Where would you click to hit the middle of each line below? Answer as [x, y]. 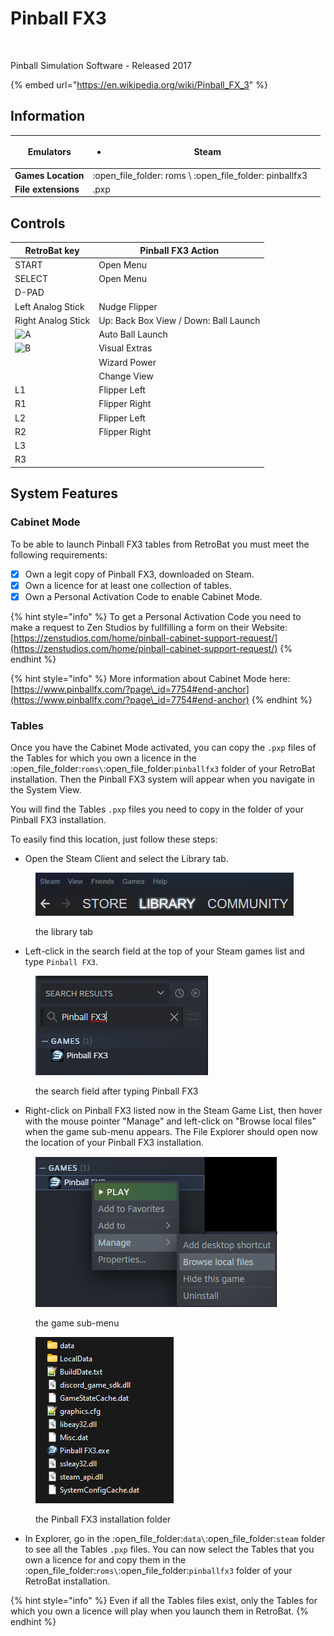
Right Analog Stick [52, 320]
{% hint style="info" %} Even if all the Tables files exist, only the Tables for [164, 1600]
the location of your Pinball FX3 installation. [114, 1142]
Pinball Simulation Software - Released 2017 [101, 65]
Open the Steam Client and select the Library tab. [126, 858]
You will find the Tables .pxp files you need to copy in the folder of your [157, 809]
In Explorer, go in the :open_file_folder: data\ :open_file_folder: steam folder [175, 1538]
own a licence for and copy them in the [105, 1559]
